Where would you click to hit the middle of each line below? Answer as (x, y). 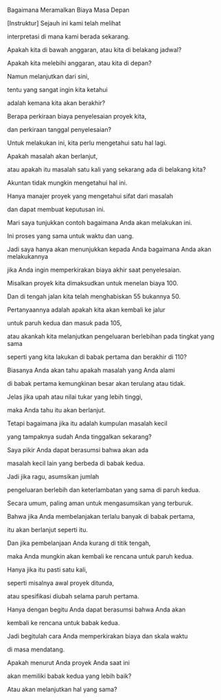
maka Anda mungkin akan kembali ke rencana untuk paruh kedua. (100, 556)
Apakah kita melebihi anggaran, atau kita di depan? (80, 63)
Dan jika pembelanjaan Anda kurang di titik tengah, (79, 543)
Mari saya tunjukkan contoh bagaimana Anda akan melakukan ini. (100, 223)
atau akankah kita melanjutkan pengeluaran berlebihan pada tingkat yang (111, 336)
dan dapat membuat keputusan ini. (56, 209)
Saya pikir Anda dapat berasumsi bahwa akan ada (78, 450)
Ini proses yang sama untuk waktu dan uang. (70, 236)
